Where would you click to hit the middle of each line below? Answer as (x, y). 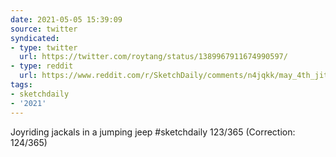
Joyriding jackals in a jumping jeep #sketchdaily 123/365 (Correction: (153, 132)
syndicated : (35, 38)
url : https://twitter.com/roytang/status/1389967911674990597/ (153, 57)
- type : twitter (44, 47)
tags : (21, 85)
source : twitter (44, 29)
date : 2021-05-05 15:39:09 (66, 19)
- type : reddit (42, 66)
